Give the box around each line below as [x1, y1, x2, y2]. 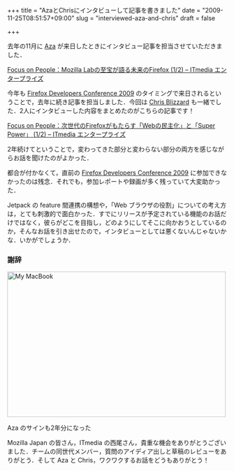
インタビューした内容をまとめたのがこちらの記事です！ [35, 107, 195, 115]
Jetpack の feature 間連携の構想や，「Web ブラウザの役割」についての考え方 [7, 201, 227, 209]
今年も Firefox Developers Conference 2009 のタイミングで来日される [7, 89, 210, 97]
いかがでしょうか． [19, 236, 75, 244]
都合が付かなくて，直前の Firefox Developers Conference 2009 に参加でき [7, 168, 221, 177]
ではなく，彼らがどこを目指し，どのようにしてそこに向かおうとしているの [13, 219, 227, 226]
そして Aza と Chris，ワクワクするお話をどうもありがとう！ [37, 456, 210, 465]
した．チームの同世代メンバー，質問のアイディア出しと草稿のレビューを [13, 447, 221, 456]
